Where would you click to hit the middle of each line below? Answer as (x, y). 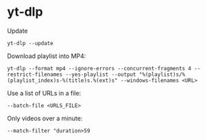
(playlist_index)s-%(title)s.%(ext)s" (62, 80)
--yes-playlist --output (101, 74)
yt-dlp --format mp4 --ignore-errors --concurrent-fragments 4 (99, 68)
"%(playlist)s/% (162, 74)
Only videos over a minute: (45, 118)
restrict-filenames (35, 74)
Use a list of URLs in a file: (44, 93)
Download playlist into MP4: (47, 56)
